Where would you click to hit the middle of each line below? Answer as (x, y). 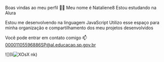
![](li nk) (21, 54)
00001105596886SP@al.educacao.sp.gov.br (51, 45)
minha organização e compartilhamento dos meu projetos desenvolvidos (79, 28)
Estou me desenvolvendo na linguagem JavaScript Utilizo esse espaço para (82, 23)
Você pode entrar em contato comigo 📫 (46, 38)
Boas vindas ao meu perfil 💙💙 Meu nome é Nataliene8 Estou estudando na (81, 8)
